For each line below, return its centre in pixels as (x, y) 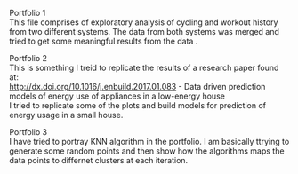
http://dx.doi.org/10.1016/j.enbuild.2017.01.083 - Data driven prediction (137, 87)
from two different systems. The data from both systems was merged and (145, 32)
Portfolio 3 (28, 132)
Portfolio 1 (28, 13)
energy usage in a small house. (66, 115)
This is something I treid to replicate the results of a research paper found (144, 67)
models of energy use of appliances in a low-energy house (117, 96)
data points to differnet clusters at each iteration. (99, 160)
